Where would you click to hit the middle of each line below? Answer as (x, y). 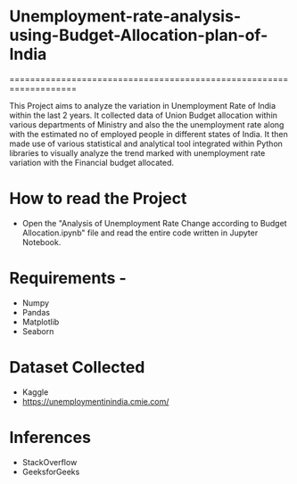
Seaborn (38, 331)
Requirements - (68, 279)
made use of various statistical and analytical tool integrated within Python (146, 144)
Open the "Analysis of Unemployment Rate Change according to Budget (154, 223)
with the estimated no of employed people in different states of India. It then (148, 134)
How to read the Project (98, 199)
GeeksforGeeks (51, 472)
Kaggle (35, 392)
